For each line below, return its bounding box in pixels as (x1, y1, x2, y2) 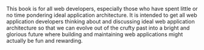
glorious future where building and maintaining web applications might (6, 31, 183, 38)
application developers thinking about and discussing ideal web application (6, 18, 195, 25)
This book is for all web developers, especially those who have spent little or (6, 5, 198, 12)
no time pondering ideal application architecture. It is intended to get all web (6, 11, 198, 19)
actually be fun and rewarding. (6, 37, 83, 44)
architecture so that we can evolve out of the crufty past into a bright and (6, 24, 190, 31)
